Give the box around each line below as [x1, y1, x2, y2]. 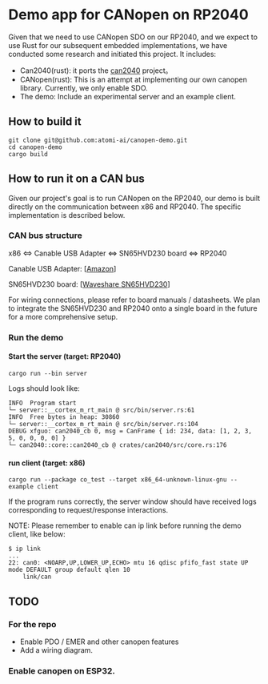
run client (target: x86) [8, 458, 86, 468]
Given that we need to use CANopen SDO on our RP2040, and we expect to [8, 32, 258, 42]
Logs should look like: [8, 383, 80, 393]
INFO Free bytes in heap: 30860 [8, 412, 120, 421]
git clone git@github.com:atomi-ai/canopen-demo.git [8, 136, 188, 144]
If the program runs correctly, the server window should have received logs [8, 497, 258, 506]
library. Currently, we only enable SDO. [19, 82, 148, 93]
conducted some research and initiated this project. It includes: [8, 49, 217, 58]
